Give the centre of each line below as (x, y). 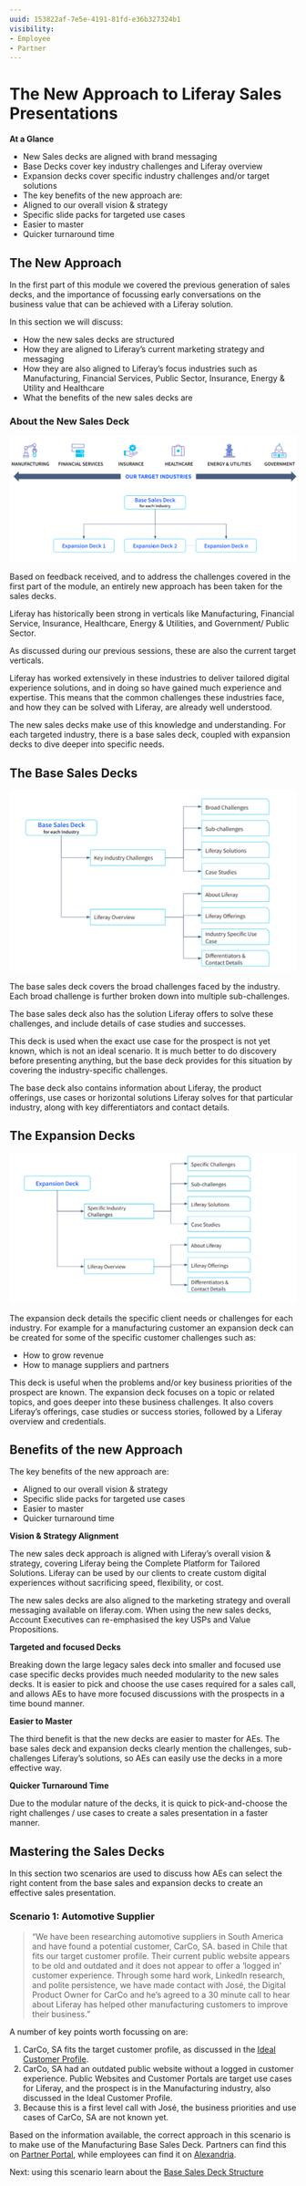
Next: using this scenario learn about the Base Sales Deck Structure (137, 2171)
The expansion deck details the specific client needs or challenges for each (151, 1318)
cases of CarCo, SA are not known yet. (96, 2117)
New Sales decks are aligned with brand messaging (120, 157)
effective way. (36, 1768)
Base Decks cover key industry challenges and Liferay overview (143, 166)
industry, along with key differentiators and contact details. (120, 1107)
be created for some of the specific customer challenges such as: (133, 1337)
